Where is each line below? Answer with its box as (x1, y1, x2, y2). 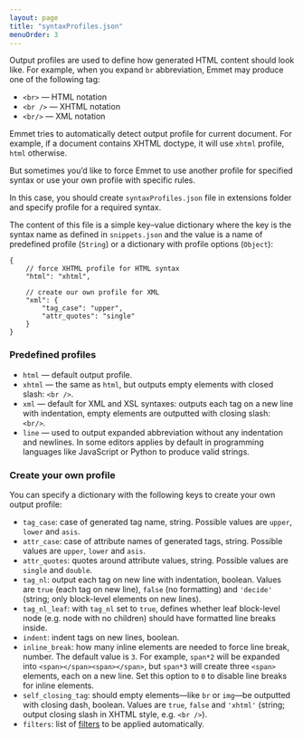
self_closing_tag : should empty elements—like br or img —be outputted (22, 689, 291, 700)
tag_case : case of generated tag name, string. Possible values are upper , (22, 516, 292, 527)
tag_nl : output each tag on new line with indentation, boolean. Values (22, 574, 282, 585)
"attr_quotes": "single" (42, 311, 136, 321)
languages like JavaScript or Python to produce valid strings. (22, 446, 251, 457)
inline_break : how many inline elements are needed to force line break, (22, 641, 290, 652)
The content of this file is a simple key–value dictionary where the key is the (9, 219, 292, 231)
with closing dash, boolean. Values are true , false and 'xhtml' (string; (22, 699, 286, 710)
